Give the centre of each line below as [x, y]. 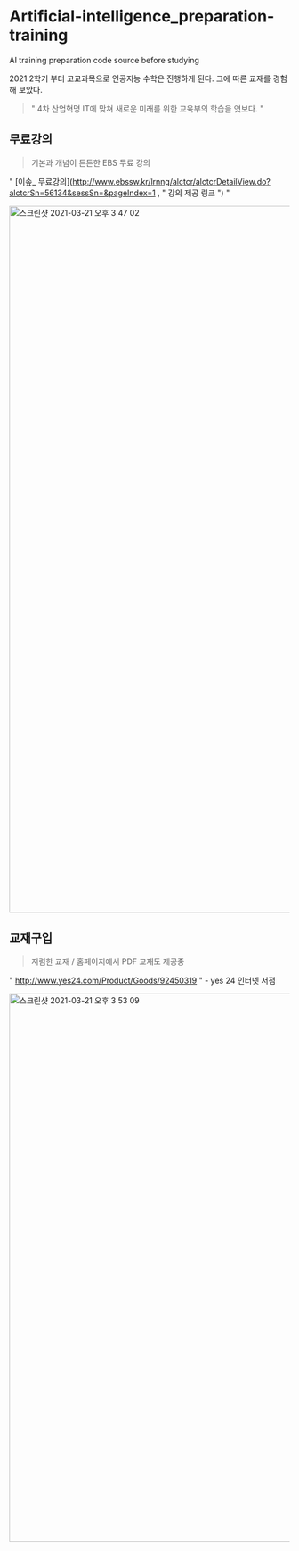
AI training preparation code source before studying [105, 60]
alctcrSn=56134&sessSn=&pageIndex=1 [82, 193]
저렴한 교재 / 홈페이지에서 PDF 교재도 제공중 [108, 961]
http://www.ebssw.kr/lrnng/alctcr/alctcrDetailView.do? [172, 181]
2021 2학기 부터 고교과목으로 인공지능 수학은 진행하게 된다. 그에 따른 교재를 [140, 78]
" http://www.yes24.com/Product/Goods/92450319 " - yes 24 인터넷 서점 [142, 980]
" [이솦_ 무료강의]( [41, 181]
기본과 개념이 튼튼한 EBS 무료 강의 [91, 162]
